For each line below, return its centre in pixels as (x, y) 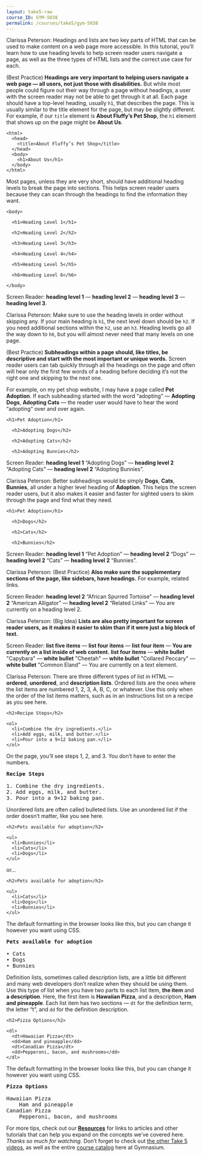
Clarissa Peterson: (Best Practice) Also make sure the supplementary (93, 572)
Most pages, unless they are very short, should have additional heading (95, 182)
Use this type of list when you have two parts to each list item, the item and (100, 991)
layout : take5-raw (29, 12)
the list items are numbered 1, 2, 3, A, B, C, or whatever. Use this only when (99, 689)
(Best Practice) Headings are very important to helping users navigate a (97, 78)
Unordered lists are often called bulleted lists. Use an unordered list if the (97, 810)
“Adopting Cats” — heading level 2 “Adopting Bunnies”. (75, 469)
